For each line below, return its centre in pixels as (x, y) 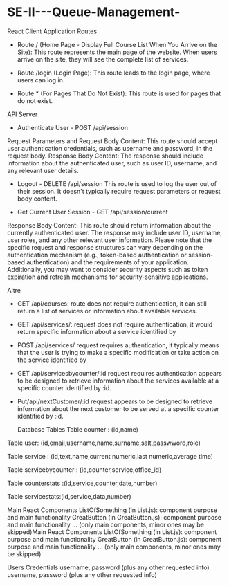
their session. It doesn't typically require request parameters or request (119, 191)
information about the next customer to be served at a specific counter (118, 408)
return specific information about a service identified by (97, 331)
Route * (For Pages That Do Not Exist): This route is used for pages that (119, 93)
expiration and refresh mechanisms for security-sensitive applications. (108, 277)
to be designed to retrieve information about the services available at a (118, 381)
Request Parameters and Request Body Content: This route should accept (112, 141)
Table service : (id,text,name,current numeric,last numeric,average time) (110, 456)
